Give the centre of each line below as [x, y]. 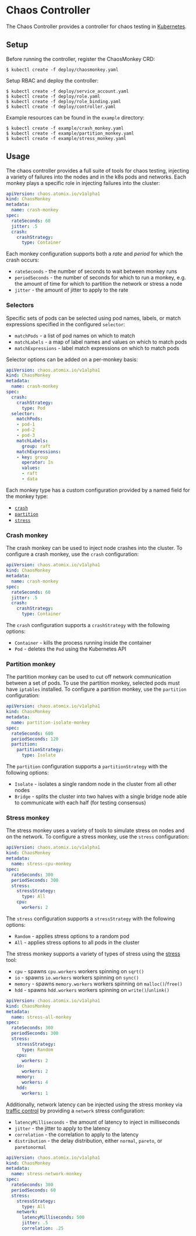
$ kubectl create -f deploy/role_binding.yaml [64, 101]
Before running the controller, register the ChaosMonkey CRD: [81, 59]
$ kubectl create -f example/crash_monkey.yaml [65, 128]
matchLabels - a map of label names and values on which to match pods [101, 342]
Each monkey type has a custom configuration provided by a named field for [98, 490]
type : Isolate [39, 755]
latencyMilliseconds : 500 [53, 1218]
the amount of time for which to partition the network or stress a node [98, 284]
